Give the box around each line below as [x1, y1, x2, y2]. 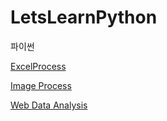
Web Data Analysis [10, 99, 88, 111]
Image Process [10, 79, 72, 91]
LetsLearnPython [10, 6, 158, 29]
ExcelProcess [10, 60, 67, 72]
